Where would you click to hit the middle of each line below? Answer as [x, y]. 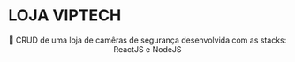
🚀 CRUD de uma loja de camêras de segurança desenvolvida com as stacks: [147, 40]
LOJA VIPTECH [65, 15]
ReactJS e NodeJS [147, 49]
